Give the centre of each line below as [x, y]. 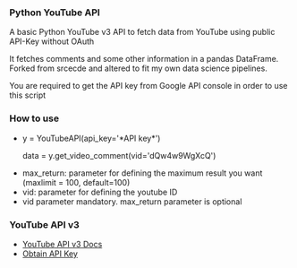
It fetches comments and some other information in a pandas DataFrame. [144, 59]
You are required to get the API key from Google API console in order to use [148, 86]
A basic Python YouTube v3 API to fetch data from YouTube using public [142, 32]
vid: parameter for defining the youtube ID [100, 192]
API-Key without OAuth [52, 41]
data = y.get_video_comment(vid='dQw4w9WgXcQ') [119, 155]
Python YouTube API [55, 13]
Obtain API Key [50, 254]
